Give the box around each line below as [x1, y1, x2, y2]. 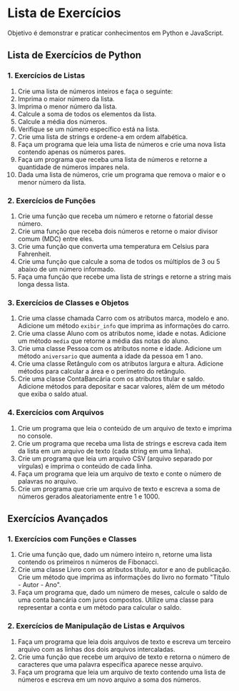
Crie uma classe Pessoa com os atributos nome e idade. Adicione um [17, 344, 223, 353]
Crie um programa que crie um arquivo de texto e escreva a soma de [17, 484, 220, 493]
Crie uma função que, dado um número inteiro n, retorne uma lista [17, 551, 213, 559]
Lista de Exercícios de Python [7, 49, 141, 61]
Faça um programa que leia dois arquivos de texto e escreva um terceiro [17, 637, 231, 646]
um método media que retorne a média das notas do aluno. [17, 337, 190, 345]
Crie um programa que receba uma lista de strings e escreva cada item [17, 439, 227, 447]
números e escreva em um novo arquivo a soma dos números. [17, 675, 201, 684]
